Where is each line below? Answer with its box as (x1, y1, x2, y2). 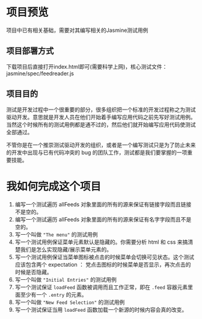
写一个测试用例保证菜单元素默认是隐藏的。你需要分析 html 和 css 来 (14, 238, 183, 246)
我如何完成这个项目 (6, 179, 102, 193)
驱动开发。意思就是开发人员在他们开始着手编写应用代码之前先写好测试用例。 (6, 113, 196, 120)
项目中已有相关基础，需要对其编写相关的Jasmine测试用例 (6, 26, 148, 34)
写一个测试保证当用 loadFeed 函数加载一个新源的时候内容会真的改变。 (14, 306, 188, 313)
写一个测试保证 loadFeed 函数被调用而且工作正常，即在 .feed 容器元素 (14, 283, 188, 291)
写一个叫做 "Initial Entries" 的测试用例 (14, 276, 117, 283)
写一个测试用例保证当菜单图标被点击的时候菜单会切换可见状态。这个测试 (14, 253, 194, 261)
